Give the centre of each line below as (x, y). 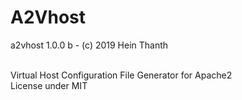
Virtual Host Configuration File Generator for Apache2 (121, 75)
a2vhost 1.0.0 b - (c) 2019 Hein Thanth (89, 45)
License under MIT (49, 85)
